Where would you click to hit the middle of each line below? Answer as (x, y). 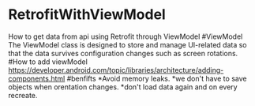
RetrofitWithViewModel (87, 15)
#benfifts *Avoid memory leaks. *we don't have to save (157, 78)
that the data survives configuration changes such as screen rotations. (123, 53)
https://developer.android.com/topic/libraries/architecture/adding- (116, 70)
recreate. (23, 95)
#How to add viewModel (48, 62)
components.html (37, 78)
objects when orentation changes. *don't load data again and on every (123, 87)
